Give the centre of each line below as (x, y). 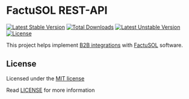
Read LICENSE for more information (51, 90)
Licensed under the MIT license (45, 78)
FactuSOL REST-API (57, 10)
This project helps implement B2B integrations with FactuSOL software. (95, 45)
